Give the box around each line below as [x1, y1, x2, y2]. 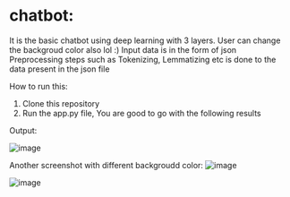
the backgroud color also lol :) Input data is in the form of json [9, 44, 237, 55]
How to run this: [9, 81, 69, 91]
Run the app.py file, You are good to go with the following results [21, 107, 261, 118]
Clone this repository [21, 98, 100, 108]
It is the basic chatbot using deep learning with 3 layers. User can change [9, 35, 281, 46]
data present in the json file [9, 64, 110, 74]
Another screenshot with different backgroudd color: [9, 159, 204, 170]
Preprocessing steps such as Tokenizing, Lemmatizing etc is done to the [9, 54, 277, 64]
